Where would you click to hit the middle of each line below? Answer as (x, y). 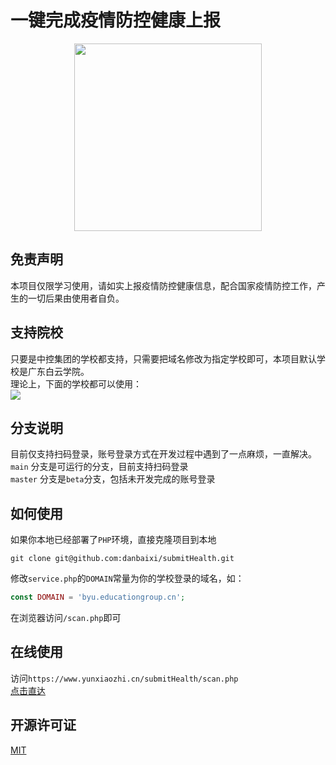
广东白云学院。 (58, 371)
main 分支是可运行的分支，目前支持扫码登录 (99, 467)
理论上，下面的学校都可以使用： (76, 383)
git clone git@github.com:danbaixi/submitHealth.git (122, 559)
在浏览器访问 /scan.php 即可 (66, 618)
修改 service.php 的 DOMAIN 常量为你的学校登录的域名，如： (127, 578)
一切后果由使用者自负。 (76, 298)
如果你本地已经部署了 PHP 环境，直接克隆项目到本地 (113, 540)
